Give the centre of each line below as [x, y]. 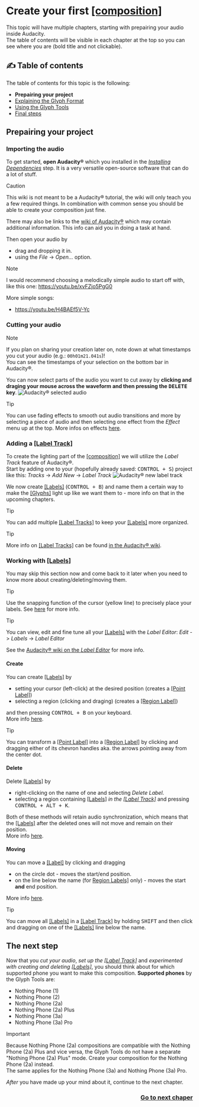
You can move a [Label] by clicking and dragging [66, 862]
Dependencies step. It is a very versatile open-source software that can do [97, 168]
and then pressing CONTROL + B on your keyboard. [69, 712]
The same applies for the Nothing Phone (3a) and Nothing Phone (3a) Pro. [97, 1070]
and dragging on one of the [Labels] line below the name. [76, 927]
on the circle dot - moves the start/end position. [73, 874]
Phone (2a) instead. [30, 1064]
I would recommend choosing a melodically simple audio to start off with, [95, 280]
